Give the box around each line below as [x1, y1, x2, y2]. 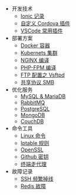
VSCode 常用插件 [20, 27, 63, 34]
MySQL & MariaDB [20, 93, 66, 100]
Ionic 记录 [20, 12, 45, 19]
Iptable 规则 [20, 140, 49, 146]
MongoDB [20, 111, 45, 118]
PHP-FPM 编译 [20, 64, 57, 71]
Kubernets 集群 [20, 49, 58, 56]
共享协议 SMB [20, 79, 55, 85]
